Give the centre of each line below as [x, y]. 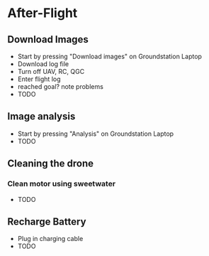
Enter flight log [39, 79]
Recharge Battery [47, 222]
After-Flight [43, 13]
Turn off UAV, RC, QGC [51, 71]
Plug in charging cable [50, 239]
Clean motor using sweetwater [61, 184]
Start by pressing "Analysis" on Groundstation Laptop [96, 134]
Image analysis [41, 116]
